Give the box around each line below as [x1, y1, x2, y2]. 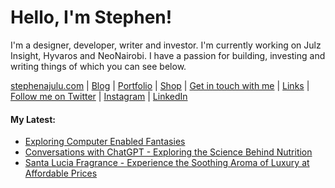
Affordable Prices [24, 167, 98, 180]
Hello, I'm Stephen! [10, 6, 173, 29]
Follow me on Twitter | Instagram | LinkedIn [10, 90, 188, 102]
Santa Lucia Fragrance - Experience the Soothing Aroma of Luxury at [24, 157, 310, 169]
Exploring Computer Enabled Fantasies [24, 136, 186, 148]
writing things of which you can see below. [10, 60, 187, 72]
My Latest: [10, 113, 56, 125]
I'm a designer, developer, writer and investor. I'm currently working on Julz [10, 39, 322, 51]
